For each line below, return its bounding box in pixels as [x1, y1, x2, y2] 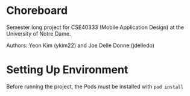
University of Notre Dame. [6, 30, 71, 37]
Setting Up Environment [6, 63, 128, 77]
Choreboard [6, 4, 68, 18]
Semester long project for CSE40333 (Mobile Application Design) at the [6, 24, 185, 31]
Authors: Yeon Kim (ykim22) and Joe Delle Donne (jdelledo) [6, 42, 155, 49]
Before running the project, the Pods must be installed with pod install [6, 83, 184, 90]
